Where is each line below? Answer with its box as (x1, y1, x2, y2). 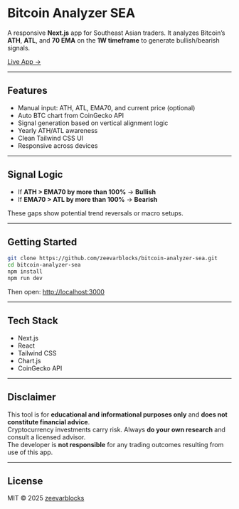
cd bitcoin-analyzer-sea (7, 262, 81, 269)
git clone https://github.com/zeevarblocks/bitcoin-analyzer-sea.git (7, 254, 218, 262)
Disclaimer (7, 391, 56, 403)
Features (7, 85, 48, 97)
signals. (7, 43, 31, 52)
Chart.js (17, 356, 41, 365)
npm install (7, 268, 43, 275)
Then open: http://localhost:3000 (7, 287, 105, 296)
